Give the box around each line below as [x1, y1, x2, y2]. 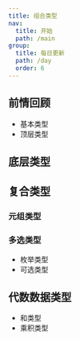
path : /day [15, 57, 52, 65]
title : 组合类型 [8, 11, 58, 20]
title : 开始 [15, 27, 54, 35]
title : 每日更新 [15, 49, 66, 57]
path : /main [15, 34, 56, 43]
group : [8, 42, 30, 50]
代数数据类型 [8, 290, 72, 304]
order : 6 [15, 64, 45, 73]
